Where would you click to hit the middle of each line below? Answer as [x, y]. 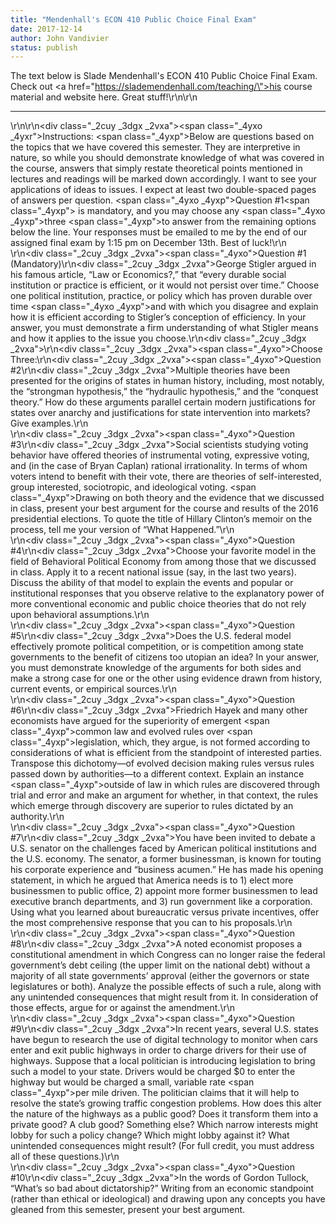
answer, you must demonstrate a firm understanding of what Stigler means [164, 328]
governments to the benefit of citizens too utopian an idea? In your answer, [165, 657]
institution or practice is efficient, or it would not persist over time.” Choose [165, 285]
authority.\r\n [37, 817]
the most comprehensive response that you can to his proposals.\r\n [151, 923]
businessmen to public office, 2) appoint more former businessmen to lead [164, 891]
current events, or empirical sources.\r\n [93, 689]
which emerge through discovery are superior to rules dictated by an [152, 806]
